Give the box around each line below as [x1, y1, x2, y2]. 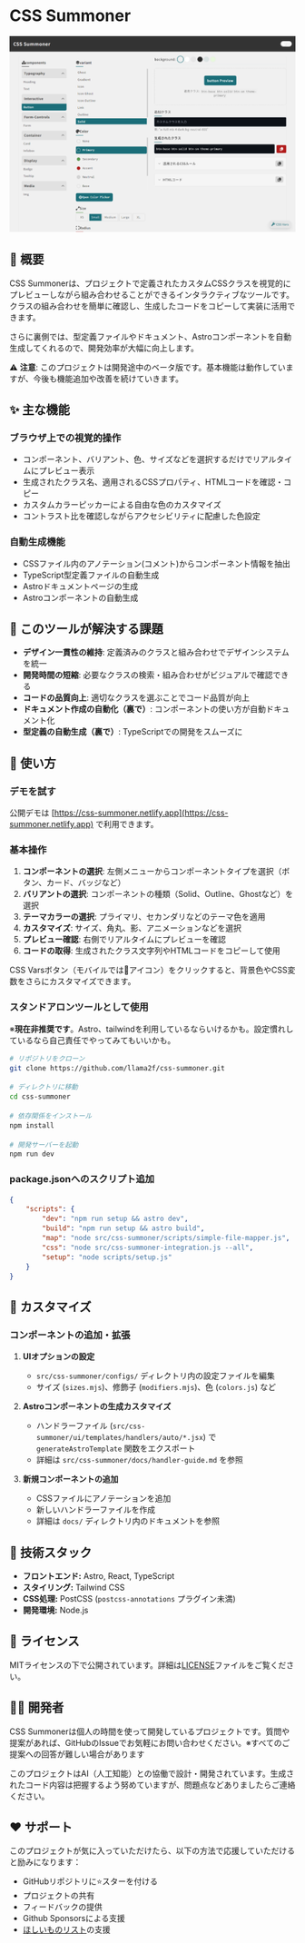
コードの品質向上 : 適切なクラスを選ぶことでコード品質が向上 [22, 692, 251, 704]
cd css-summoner [9, 1092, 71, 1101]
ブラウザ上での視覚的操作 [9, 431, 122, 444]
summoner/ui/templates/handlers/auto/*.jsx [35, 1434, 204, 1443]
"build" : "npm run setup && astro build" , [42, 1224, 205, 1233]
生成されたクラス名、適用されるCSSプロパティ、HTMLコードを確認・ [22, 477, 284, 488]
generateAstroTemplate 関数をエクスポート [35, 1443, 196, 1454]
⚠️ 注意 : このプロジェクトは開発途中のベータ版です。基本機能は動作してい [9, 361, 286, 372]
